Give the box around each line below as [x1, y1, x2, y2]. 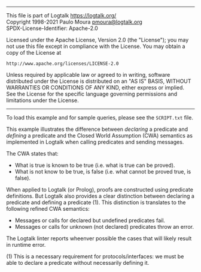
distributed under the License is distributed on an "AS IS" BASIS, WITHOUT [6, 77, 191, 85]
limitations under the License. [6, 97, 79, 104]
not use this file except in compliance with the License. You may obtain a [6, 43, 185, 50]
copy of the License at [6, 49, 62, 56]
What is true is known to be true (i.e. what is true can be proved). [14, 162, 175, 169]
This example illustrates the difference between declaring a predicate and [6, 125, 188, 133]
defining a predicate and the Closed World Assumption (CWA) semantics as [6, 132, 193, 139]
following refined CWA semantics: [6, 205, 90, 212]
